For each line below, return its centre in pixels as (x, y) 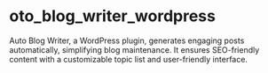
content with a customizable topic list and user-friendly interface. (129, 59)
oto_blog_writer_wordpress (112, 16)
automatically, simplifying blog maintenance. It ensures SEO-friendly (134, 49)
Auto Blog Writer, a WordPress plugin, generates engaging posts (127, 40)
